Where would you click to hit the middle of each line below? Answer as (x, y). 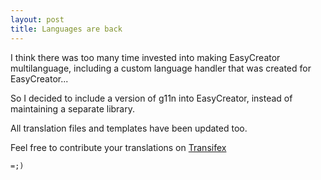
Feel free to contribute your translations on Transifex (118, 147)
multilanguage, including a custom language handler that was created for (161, 68)
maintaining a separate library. (73, 108)
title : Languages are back (66, 29)
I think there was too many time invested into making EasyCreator (145, 57)
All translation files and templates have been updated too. (129, 128)
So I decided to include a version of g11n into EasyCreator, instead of (151, 98)
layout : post (37, 19)
